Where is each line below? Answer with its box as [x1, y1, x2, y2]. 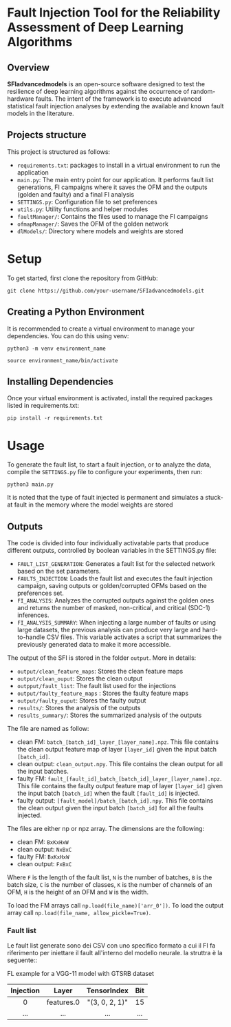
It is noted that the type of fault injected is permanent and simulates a [7, 493, 204, 502]
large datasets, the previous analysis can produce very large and [16, 626, 201, 634]
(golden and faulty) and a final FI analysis [16, 190, 135, 198]
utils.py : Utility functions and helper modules [16, 205, 148, 213]
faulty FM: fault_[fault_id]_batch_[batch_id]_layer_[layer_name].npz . [16, 774, 222, 783]
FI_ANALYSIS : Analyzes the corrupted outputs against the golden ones [16, 596, 214, 605]
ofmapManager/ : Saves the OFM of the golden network [16, 219, 168, 228]
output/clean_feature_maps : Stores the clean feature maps [16, 667, 184, 676]
